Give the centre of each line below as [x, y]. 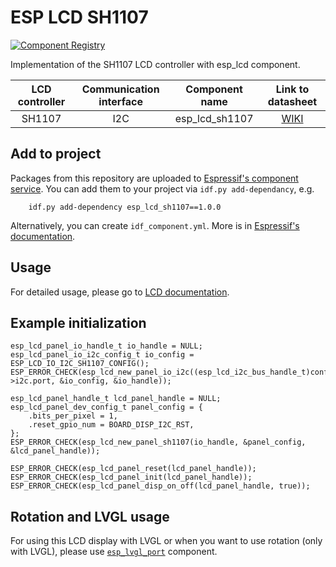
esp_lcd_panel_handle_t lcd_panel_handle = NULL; [116, 399]
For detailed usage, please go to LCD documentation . [120, 292]
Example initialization [78, 322]
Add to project [56, 154]
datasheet [292, 101]
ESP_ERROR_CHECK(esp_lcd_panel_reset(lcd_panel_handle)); [133, 469]
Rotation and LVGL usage [90, 516]
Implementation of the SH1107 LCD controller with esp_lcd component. [155, 64]
